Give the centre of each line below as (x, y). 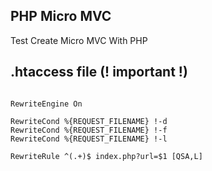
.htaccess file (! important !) (99, 72)
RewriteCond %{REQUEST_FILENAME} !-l (89, 139)
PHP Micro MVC (61, 16)
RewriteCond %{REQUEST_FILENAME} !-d (89, 121)
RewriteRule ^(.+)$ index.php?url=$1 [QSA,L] (106, 156)
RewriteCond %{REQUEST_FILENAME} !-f (89, 130)
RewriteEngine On (46, 104)
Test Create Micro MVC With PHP (79, 40)
